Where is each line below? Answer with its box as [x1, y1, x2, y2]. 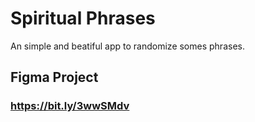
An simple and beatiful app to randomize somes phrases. [10, 40, 245, 52]
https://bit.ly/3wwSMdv [10, 99, 130, 113]
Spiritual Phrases [10, 7, 156, 30]
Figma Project [10, 69, 99, 86]
